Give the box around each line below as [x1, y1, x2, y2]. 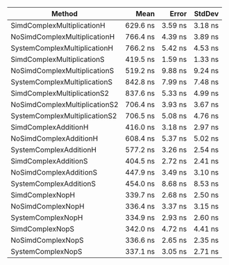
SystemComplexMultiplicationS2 [10, 111, 117, 120]
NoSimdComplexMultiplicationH [10, 32, 115, 41]
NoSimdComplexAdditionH [10, 134, 99, 143]
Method [51, 9, 78, 18]
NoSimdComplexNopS [10, 236, 84, 245]
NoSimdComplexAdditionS [10, 168, 98, 177]
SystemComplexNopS [10, 247, 83, 256]
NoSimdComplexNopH [10, 202, 85, 211]
